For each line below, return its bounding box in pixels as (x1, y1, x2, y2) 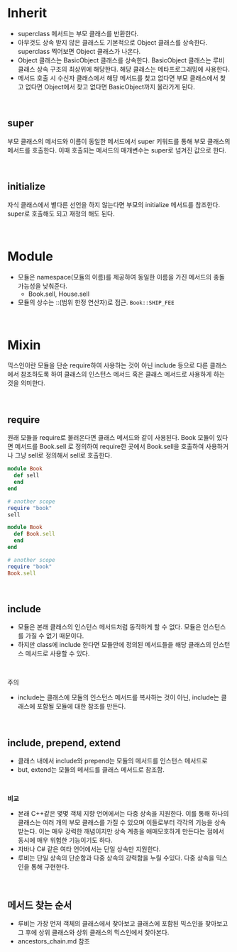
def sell (13, 472, 40, 480)
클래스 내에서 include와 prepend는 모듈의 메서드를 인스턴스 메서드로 (17, 757, 208, 765)
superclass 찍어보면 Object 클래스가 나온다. (17, 47, 141, 55)
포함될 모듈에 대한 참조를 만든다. (36, 702, 126, 711)
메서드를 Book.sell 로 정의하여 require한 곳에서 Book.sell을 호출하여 (14, 442, 204, 451)
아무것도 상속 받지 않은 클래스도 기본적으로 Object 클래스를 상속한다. (17, 38, 208, 47)
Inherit (7, 5, 48, 21)
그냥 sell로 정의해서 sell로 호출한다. (14, 451, 112, 460)
